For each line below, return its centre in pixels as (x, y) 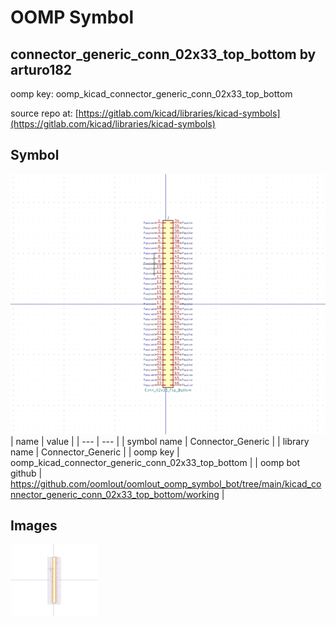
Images (34, 525)
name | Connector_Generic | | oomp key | (95, 452)
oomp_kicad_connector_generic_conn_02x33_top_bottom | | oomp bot (155, 462)
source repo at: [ (44, 113)
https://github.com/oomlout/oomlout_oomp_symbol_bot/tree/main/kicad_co (166, 483)
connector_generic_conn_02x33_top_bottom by (163, 54)
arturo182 (41, 69)
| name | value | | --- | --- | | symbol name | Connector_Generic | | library (160, 441)
